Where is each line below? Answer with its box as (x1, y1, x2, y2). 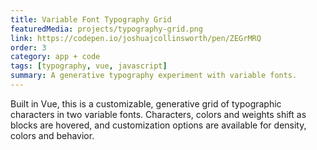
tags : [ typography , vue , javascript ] (10, 61, 168, 71)
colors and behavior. (10, 129, 95, 141)
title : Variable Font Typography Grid (10, 14, 172, 25)
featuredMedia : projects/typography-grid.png (10, 24, 203, 34)
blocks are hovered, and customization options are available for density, (10, 119, 307, 131)
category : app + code (10, 52, 101, 62)
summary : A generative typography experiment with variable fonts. (10, 71, 298, 81)
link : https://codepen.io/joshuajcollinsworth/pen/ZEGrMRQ (10, 33, 262, 43)
